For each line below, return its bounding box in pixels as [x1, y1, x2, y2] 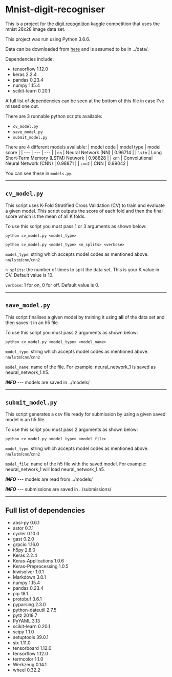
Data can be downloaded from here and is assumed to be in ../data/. [5, 46, 149, 52]
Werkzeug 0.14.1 [12, 662, 47, 668]
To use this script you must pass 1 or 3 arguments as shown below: [5, 223, 147, 229]
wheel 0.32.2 [12, 667, 41, 673]
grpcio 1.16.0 [12, 541, 39, 548]
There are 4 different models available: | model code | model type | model [5, 144, 161, 150]
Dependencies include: [5, 55, 54, 62]
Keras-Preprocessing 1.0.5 [12, 563, 69, 570]
